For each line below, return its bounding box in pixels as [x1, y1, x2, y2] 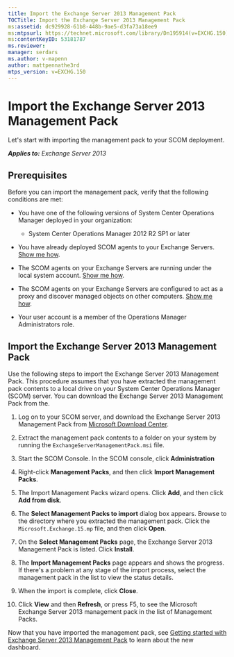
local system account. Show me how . [17, 272, 124, 280]
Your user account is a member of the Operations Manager [17, 313, 187, 322]
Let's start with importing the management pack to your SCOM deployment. [8, 136, 225, 144]
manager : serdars [8, 49, 58, 56]
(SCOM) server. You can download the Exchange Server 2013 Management [8, 392, 224, 400]
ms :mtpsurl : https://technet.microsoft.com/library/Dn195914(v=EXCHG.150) [8, 29, 229, 37]
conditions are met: [8, 195, 63, 203]
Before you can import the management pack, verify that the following [8, 188, 209, 197]
